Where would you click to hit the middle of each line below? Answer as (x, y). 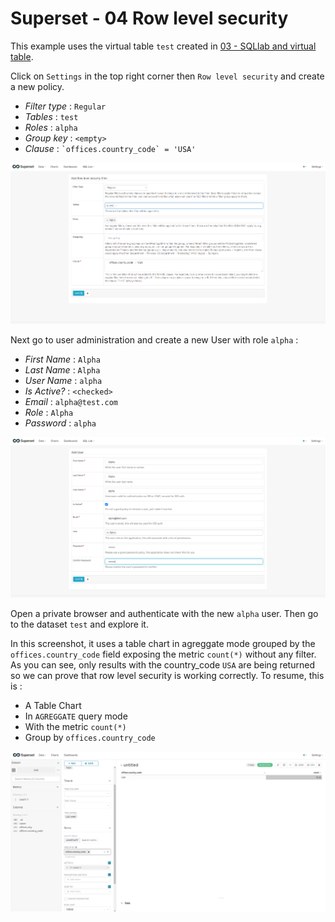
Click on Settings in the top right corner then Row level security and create (167, 76)
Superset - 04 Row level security (149, 18)
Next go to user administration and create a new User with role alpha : (154, 339)
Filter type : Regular (65, 106)
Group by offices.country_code (90, 737)
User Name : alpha (63, 380)
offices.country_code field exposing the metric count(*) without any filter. (163, 654)
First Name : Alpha (62, 359)
